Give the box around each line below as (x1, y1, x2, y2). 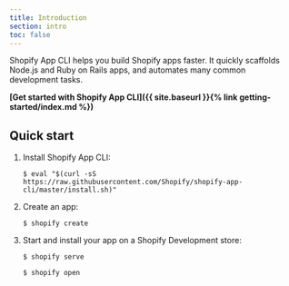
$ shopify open (22, 269, 81, 278)
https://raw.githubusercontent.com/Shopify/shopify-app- (22, 178, 244, 187)
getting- (239, 92, 271, 103)
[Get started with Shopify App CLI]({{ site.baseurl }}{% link (9, 92, 238, 103)
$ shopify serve (22, 252, 85, 261)
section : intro (9, 22, 67, 31)
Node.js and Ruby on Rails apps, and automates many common (9, 64, 246, 75)
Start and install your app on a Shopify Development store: (22, 235, 243, 246)
